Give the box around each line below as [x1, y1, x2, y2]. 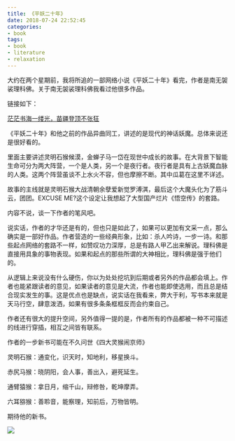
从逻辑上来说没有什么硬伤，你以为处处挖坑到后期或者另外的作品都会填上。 [7, 273, 222, 282]
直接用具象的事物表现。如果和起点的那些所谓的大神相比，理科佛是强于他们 [7, 250, 222, 258]
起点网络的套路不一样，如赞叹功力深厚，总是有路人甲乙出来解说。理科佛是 [13, 240, 228, 249]
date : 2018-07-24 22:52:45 [7, 17, 86, 24]
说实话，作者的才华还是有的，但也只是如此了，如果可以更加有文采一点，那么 [7, 223, 228, 231]
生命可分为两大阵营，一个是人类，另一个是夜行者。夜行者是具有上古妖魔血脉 [7, 161, 228, 170]
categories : [7, 23, 42, 30]
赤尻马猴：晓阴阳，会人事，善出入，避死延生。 [7, 368, 142, 376]
